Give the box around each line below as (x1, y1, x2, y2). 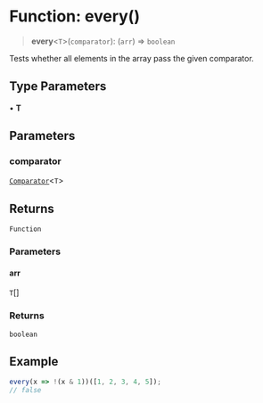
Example (9, 354, 59, 369)
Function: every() (9, 6, 141, 27)
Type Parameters (9, 78, 107, 95)
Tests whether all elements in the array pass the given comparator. (9, 53, 254, 63)
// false (9, 386, 42, 395)
